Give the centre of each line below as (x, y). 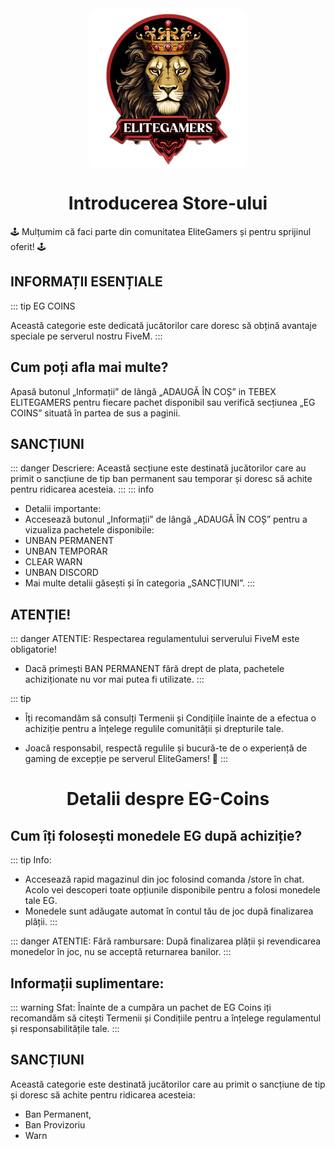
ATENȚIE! (41, 614)
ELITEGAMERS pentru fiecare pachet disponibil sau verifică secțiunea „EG (163, 402)
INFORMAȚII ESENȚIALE (86, 282)
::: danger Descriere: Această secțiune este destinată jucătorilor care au (158, 468)
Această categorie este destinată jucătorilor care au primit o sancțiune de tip (168, 1084)
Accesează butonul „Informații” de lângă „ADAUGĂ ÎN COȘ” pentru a (166, 519)
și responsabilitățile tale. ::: (65, 1028)
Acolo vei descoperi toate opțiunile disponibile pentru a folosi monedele (172, 890)
